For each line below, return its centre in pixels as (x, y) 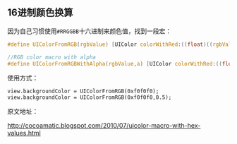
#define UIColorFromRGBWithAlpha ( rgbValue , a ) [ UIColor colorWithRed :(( (115, 64)
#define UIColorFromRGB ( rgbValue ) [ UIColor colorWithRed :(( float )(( (110, 44)
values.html (24, 133)
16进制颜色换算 (40, 13)
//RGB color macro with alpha (52, 57)
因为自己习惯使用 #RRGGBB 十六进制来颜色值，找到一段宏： (90, 31)
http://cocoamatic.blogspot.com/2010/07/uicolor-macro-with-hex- (104, 126)
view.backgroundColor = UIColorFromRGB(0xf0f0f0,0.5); (90, 97)
